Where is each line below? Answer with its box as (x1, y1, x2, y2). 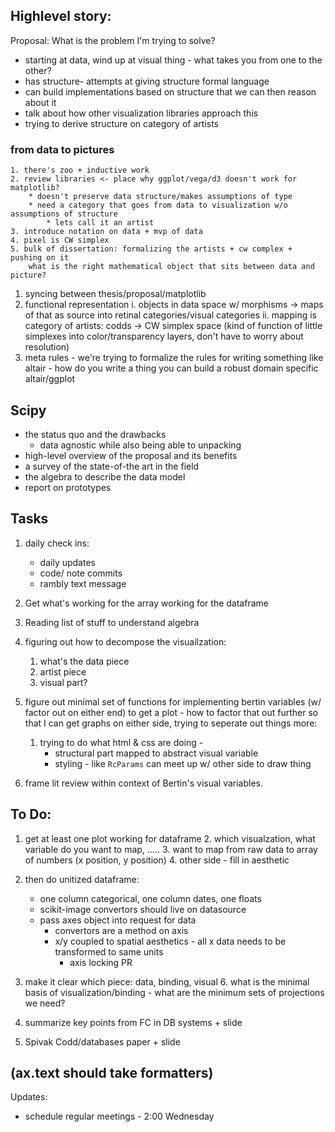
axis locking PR (69, 956, 133, 968)
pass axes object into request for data (39, 914, 197, 926)
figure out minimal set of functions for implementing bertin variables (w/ (24, 695, 322, 708)
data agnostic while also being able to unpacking (39, 439, 242, 451)
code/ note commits (39, 567, 123, 579)
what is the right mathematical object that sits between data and (28, 262, 315, 272)
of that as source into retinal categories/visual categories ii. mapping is (24, 309, 317, 321)
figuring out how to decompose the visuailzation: (24, 635, 227, 648)
